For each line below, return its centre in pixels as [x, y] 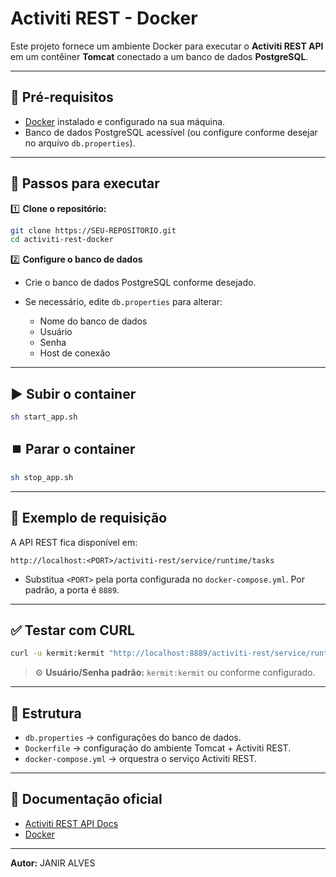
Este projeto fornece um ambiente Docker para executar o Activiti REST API [167, 46]
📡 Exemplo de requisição [89, 518]
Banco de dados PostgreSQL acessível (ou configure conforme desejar [171, 132]
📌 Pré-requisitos [62, 97]
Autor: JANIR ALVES [53, 863]
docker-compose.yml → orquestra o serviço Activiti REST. [141, 758]
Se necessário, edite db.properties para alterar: [123, 302]
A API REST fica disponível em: [74, 542]
